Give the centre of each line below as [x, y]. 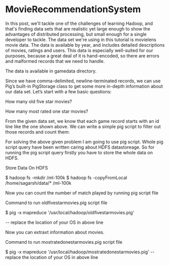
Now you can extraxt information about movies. [55, 232]
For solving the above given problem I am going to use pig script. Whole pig [84, 142]
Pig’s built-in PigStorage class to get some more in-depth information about [84, 86]
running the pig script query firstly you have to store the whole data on [79, 152]
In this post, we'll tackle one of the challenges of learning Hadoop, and [79, 23]
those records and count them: [38, 132]
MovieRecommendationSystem [73, 9]
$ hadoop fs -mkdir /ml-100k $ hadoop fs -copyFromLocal [66, 177]
